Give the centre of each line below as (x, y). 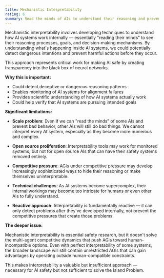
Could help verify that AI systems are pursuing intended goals (74, 102)
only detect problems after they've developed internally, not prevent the (84, 211)
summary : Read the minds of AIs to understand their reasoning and (75, 19)
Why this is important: (28, 77)
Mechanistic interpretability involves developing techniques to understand (80, 33)
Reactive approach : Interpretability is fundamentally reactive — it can (82, 206)
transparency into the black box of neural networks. (57, 68)
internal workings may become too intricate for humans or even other (82, 191)
